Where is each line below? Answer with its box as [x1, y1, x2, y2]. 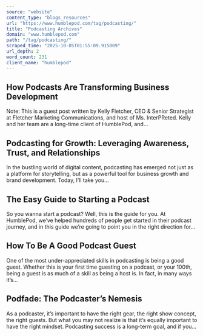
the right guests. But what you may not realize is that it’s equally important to [6, 316, 198, 323]
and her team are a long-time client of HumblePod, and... [6, 121, 148, 128]
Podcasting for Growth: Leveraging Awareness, [6, 138, 189, 149]
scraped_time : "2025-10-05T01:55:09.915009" [6, 43, 121, 49]
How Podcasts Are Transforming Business [6, 82, 170, 92]
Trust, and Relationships [6, 147, 101, 158]
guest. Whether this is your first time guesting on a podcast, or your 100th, [6, 263, 192, 270]
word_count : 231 [6, 54, 47, 60]
